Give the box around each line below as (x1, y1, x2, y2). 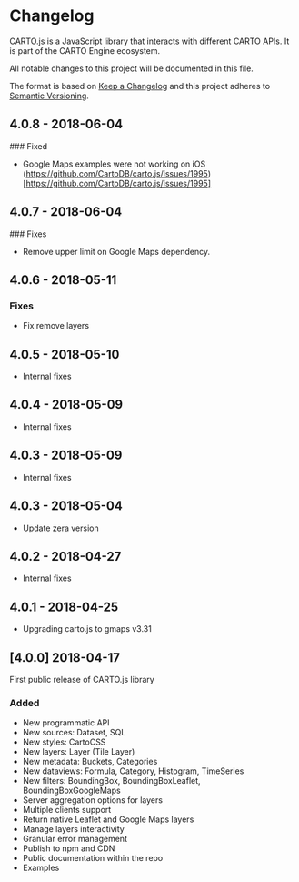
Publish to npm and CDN (22, 843, 115, 854)
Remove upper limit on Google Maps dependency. (22, 246, 211, 257)
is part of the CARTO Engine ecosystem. (9, 45, 161, 56)
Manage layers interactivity (22, 824, 125, 835)
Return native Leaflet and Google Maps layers (22, 814, 194, 825)
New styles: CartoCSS (22, 736, 106, 747)
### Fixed (9, 140, 48, 151)
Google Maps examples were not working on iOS (22, 158, 206, 169)
